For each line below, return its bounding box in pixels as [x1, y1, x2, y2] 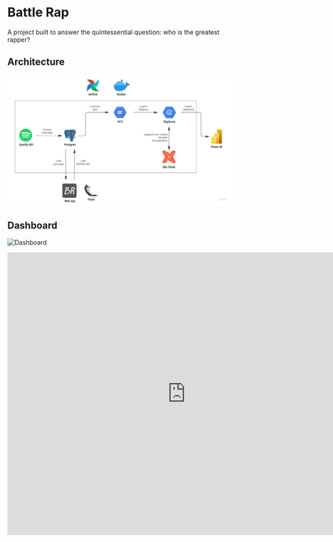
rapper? [7, 35, 31, 43]
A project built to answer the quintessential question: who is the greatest [7, 28, 220, 36]
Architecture [7, 56, 65, 68]
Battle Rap [7, 4, 70, 21]
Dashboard [7, 219, 58, 231]
